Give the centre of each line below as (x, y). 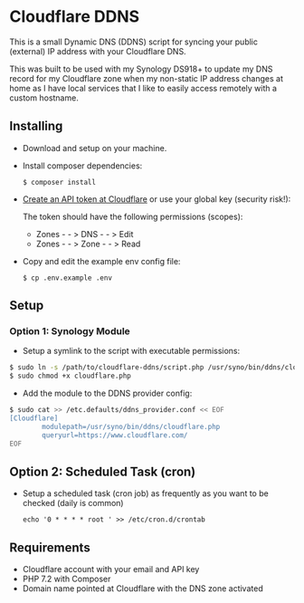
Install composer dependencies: (82, 166)
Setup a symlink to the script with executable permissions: (131, 351)
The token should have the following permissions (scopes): (133, 216)
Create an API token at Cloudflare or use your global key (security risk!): (157, 199)
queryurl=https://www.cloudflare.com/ (115, 435)
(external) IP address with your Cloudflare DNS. (98, 51)
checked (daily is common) (73, 503)
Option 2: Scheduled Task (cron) (103, 471)
